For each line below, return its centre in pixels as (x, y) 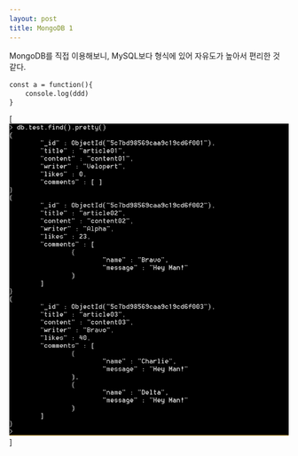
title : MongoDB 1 (41, 28)
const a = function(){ (51, 84)
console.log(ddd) (57, 93)
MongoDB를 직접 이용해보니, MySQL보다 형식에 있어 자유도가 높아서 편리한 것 (145, 55)
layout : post (33, 19)
